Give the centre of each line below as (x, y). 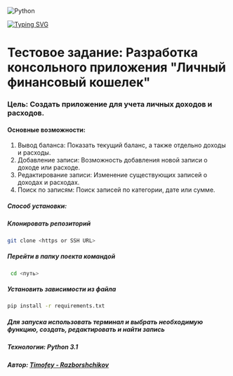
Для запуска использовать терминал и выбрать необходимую (105, 321)
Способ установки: (37, 206)
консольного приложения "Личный (117, 68)
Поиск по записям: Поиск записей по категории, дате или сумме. (116, 190)
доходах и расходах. (48, 183)
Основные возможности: (46, 130)
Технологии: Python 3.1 (43, 347)
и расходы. (34, 153)
